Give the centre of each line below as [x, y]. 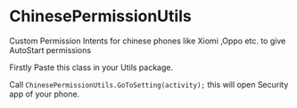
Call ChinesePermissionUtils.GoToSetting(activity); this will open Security [149, 84]
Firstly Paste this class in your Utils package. [91, 67]
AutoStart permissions [50, 50]
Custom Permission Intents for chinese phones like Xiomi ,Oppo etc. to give [148, 41]
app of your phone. [45, 94]
